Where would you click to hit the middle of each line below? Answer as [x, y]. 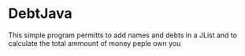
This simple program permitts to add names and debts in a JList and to [123, 35]
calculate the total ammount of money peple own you [95, 43]
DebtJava [40, 14]
